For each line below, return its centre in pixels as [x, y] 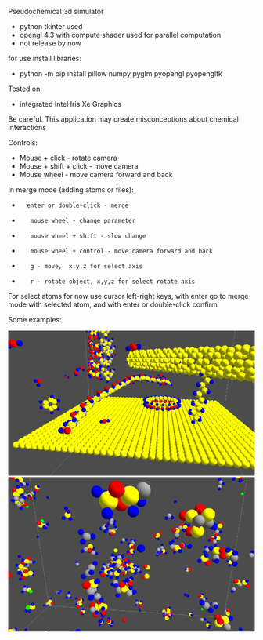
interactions [27, 127]
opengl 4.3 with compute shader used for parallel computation [120, 35]
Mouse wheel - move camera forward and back [96, 175]
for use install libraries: [45, 58]
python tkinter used [51, 26]
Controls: [23, 143]
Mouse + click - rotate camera [68, 158]
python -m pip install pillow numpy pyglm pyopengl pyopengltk [121, 73]
